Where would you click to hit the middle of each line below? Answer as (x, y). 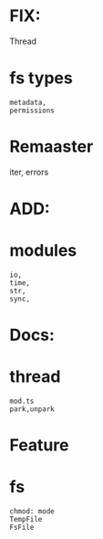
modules (43, 251)
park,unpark (32, 409)
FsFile (22, 528)
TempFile (26, 520)
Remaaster (51, 147)
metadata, (28, 102)
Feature (39, 445)
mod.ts (22, 402)
